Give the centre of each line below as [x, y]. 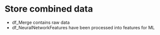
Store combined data [49, 9]
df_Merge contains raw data [41, 22]
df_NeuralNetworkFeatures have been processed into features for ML [83, 27]
